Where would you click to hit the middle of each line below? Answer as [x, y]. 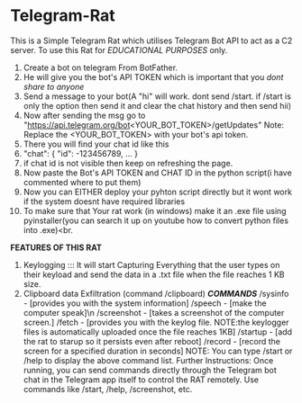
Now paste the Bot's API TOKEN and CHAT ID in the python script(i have [157, 173]
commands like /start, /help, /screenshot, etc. [108, 389]
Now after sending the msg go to [84, 115]
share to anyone [54, 86]
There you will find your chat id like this [96, 144]
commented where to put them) [82, 182]
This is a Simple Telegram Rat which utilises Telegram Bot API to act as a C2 [151, 40]
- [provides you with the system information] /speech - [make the [145, 303]
